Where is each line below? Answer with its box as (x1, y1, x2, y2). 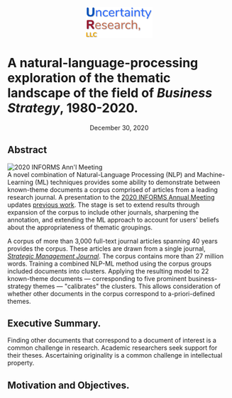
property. (7, 358, 35, 368)
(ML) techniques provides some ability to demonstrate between (35, 178, 221, 186)
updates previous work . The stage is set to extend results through (7, 200, 200, 209)
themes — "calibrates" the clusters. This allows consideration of (33, 282, 221, 290)
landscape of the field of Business (7, 85, 213, 101)
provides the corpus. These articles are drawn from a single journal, (7, 244, 206, 253)
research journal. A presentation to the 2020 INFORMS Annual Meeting (7, 193, 215, 201)
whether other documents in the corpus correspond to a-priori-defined (7, 289, 215, 297)
